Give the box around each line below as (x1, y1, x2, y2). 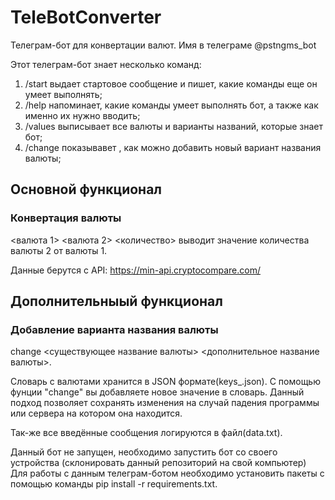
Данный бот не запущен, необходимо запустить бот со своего (10, 446, 278, 458)
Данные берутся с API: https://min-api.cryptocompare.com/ (10, 264, 261, 276)
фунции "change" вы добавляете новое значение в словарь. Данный (10, 386, 305, 398)
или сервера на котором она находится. (10, 407, 183, 420)
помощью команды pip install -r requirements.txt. (10, 478, 218, 490)
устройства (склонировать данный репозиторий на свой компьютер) (10, 457, 307, 469)
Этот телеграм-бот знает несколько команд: (10, 58, 202, 70)
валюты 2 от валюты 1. (10, 244, 108, 256)
